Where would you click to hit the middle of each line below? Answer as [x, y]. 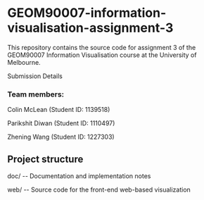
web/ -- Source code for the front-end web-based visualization [99, 190]
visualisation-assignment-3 [90, 28]
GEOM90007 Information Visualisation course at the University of [102, 55]
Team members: [36, 94]
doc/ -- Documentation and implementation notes [79, 176]
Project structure [45, 159]
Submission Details [35, 76]
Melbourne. [24, 62]
